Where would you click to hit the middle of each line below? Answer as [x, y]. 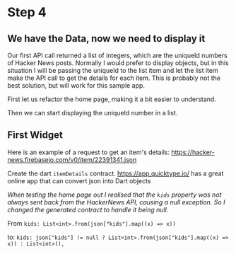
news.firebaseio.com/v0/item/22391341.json [72, 159]
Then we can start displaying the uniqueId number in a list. [93, 113]
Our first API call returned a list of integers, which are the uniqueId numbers [117, 55]
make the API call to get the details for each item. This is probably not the [114, 78]
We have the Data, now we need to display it [106, 39]
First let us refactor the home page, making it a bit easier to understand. [112, 99]
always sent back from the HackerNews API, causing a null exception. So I [116, 202]
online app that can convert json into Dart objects [79, 180]
